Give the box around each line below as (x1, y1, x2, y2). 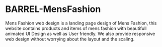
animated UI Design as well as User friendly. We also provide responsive (5, 30, 155, 36)
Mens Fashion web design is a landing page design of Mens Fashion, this (5, 20, 157, 26)
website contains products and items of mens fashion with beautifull (5, 25, 147, 31)
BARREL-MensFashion (5, 3, 101, 15)
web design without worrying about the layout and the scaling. (5, 36, 135, 42)
